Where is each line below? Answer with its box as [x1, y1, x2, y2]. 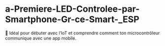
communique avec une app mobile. [5, 35, 76, 41]
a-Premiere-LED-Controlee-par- [5, 3, 140, 15]
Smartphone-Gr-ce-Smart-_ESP [5, 14, 139, 25]
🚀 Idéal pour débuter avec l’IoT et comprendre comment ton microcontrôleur [5, 30, 160, 36]
